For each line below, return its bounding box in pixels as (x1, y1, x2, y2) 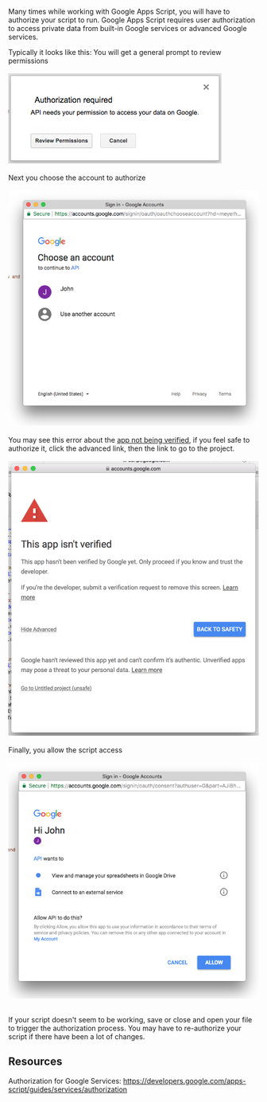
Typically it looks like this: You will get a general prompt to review (8, 48, 222, 57)
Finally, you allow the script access (8, 744, 123, 755)
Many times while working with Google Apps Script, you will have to (8, 7, 230, 16)
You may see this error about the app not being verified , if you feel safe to (8, 435, 250, 444)
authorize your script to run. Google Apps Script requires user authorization (8, 15, 256, 25)
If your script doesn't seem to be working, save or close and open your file (8, 1014, 253, 1024)
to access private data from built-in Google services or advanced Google (8, 24, 248, 33)
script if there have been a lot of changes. (8, 1031, 145, 1041)
